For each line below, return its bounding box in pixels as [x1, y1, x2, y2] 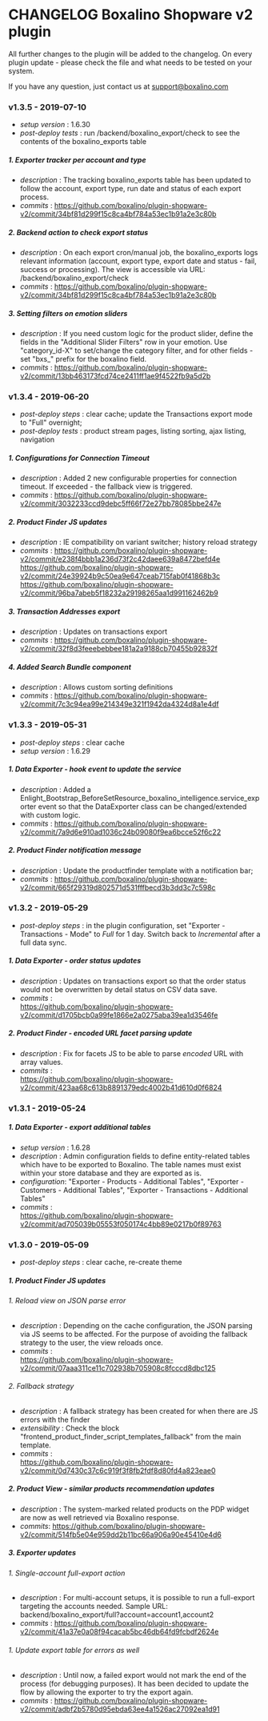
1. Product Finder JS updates [8, 1275, 106, 1285]
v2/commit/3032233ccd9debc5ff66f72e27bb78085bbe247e [19, 498, 222, 509]
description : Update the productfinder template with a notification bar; [19, 866, 254, 875]
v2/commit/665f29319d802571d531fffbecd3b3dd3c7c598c [19, 883, 216, 892]
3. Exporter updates [8, 1548, 76, 1558]
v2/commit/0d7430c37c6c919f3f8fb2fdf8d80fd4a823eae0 [19, 1466, 216, 1475]
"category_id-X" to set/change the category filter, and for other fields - [19, 346, 254, 355]
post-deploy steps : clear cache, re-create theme [19, 1257, 182, 1267]
